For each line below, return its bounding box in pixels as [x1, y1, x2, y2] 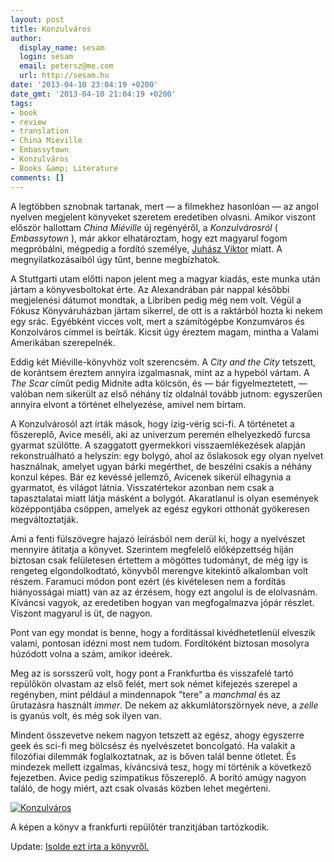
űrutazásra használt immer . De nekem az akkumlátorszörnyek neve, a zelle [10, 699, 319, 711]
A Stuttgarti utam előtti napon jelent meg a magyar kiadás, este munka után [10, 272, 321, 285]
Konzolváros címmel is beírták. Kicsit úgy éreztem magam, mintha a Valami [10, 326, 319, 338]
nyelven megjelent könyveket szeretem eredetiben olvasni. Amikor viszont [10, 211, 316, 223]
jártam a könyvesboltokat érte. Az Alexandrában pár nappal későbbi [10, 283, 290, 295]
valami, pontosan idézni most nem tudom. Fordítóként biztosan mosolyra [10, 637, 310, 649]
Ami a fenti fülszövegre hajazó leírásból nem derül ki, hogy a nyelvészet [10, 532, 306, 545]
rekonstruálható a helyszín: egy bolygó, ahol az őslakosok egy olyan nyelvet [10, 449, 324, 461]
